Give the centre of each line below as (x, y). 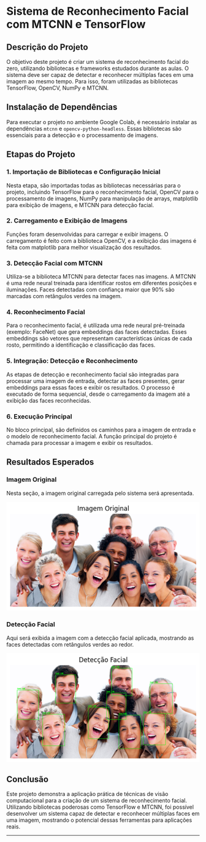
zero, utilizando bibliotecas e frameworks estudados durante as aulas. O (97, 68)
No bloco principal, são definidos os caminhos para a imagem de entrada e (101, 430)
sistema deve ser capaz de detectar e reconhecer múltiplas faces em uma (100, 75)
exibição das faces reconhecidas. (49, 400)
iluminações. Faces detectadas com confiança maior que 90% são (90, 289)
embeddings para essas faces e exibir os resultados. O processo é (91, 387)
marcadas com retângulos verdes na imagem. (64, 296)
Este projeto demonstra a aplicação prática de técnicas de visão (87, 794)
